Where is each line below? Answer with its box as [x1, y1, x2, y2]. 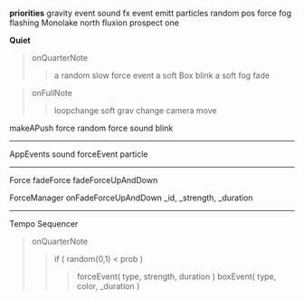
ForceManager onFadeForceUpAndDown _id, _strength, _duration [9, 192, 253, 203]
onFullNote [31, 88, 72, 98]
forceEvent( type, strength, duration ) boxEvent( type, [76, 271, 277, 282]
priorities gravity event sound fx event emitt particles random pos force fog [9, 8, 292, 18]
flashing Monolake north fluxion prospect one [9, 17, 179, 28]
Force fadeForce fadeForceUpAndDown [9, 175, 158, 185]
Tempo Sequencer [9, 218, 79, 229]
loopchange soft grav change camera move [53, 105, 217, 116]
